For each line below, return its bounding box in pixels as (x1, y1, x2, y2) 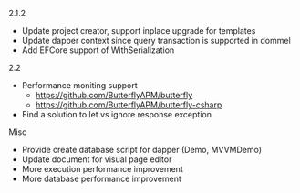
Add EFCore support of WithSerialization (21, 45, 175, 56)
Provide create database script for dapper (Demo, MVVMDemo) (21, 145, 262, 155)
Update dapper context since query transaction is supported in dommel (21, 36, 291, 46)
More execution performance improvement (21, 164, 183, 174)
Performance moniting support (21, 80, 138, 90)
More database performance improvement (21, 173, 181, 184)
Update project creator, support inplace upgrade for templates (21, 25, 256, 36)
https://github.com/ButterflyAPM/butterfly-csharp (35, 99, 222, 110)
